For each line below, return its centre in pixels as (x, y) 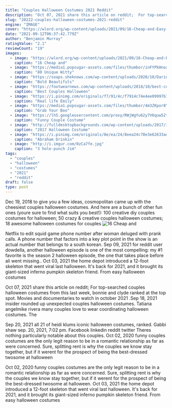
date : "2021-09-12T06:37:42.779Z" (42, 34)
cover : (12, 29)
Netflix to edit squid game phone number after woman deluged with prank (83, 234)
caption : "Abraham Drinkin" (44, 139)
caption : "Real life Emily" (44, 101)
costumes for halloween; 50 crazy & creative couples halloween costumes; (84, 218)
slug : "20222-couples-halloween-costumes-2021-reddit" (65, 20)
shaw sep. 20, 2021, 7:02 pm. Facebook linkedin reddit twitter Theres (78, 330)
